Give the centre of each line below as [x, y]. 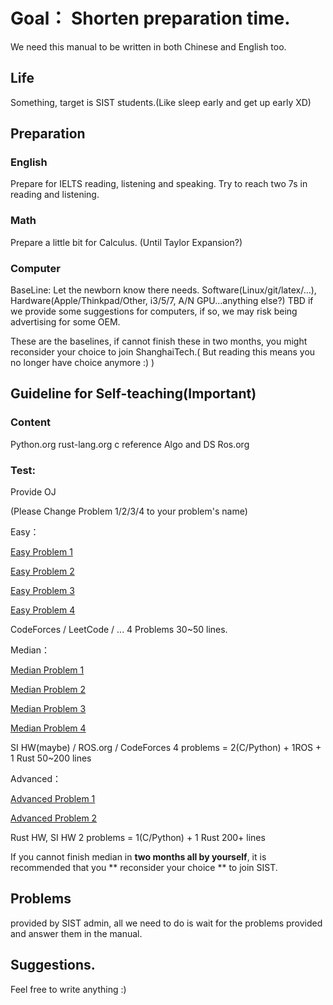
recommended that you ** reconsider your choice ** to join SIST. [144, 868]
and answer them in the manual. [76, 933]
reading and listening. [55, 195]
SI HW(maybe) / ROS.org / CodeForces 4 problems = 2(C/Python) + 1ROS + [166, 748]
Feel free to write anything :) [68, 989]
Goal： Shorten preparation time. [150, 18]
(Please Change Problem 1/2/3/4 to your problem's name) [129, 511]
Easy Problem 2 [42, 571]
